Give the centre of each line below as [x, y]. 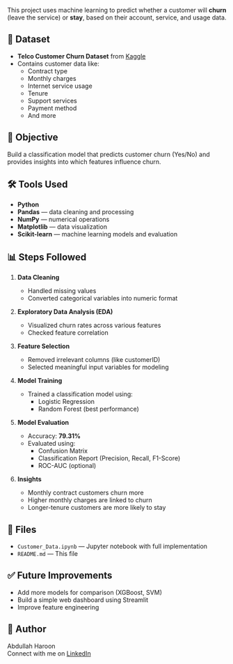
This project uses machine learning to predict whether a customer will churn [117, 10]
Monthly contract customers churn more [86, 493]
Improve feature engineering [58, 607]
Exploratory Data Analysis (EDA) [65, 312]
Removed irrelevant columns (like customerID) [94, 360]
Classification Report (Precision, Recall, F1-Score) [109, 458]
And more [42, 115]
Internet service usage [60, 86]
